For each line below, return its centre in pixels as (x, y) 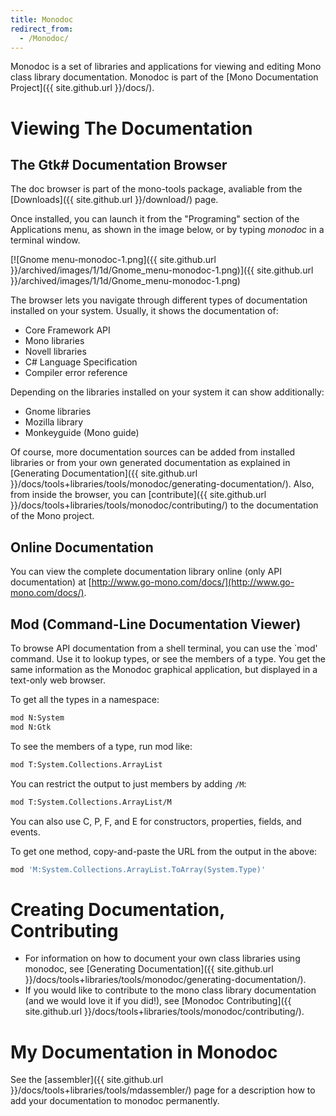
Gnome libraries (58, 412)
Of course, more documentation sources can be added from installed (153, 452)
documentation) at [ (51, 582)
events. (25, 832)
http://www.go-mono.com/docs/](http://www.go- (193, 582)
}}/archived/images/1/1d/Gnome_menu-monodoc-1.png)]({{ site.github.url (162, 270)
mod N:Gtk (31, 727)
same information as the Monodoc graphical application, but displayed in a (164, 669)
